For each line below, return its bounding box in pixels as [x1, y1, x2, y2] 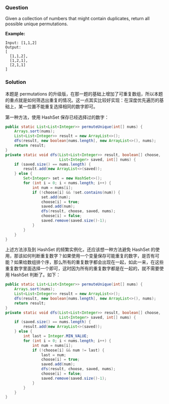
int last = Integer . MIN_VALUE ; [23, 334, 89, 339]
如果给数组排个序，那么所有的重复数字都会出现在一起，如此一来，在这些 [14, 259, 164, 265]
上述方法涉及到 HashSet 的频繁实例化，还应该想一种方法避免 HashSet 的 [5, 246, 156, 252]
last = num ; [41, 352, 66, 358]
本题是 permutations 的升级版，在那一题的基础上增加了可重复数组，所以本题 [5, 90, 163, 97]
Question [5, 4, 29, 11]
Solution [5, 79, 27, 86]
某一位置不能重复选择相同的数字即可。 [18, 103, 98, 110]
